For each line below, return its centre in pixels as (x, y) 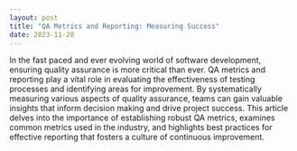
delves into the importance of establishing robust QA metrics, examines (142, 118)
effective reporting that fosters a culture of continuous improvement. (137, 137)
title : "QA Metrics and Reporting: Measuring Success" (115, 26)
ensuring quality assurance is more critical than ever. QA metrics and (138, 70)
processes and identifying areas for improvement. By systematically (135, 89)
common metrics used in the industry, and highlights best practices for (141, 127)
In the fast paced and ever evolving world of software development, (135, 61)
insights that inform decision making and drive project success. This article (149, 109)
